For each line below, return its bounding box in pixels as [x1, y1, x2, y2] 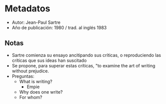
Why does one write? [19, 89, 63, 95]
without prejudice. [11, 68, 49, 74]
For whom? [19, 94, 43, 100]
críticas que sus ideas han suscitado [11, 57, 87, 63]
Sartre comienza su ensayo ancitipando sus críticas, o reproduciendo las [11, 52, 161, 58]
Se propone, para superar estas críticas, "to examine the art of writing [11, 62, 156, 68]
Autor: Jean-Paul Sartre [11, 19, 61, 25]
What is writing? [19, 78, 53, 84]
